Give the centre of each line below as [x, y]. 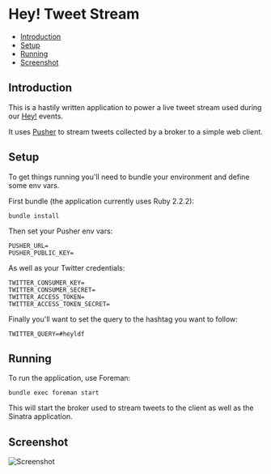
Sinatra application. [40, 416]
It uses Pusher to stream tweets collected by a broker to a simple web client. [135, 131]
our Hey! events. [36, 116]
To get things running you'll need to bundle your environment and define [129, 177]
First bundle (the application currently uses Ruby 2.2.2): [101, 201]
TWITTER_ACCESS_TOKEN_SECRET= [59, 304]
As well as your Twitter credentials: [67, 267]
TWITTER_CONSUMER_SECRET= [52, 290]
